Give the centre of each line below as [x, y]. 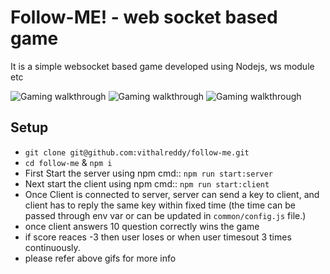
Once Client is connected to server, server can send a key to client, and [172, 194]
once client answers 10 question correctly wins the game [142, 226]
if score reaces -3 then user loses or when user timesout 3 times [158, 237]
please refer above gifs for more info [100, 258]
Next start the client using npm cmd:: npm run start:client [147, 183]
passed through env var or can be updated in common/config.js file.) [165, 215]
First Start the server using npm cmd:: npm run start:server [149, 173]
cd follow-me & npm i [68, 162]
